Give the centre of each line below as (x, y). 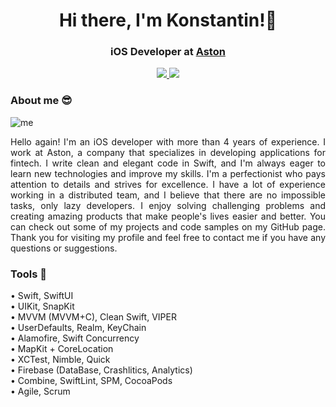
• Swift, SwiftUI (42, 296)
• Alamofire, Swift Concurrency (75, 338)
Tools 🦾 (28, 274)
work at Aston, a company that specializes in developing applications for (168, 152)
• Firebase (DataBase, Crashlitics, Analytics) (101, 370)
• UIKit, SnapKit (42, 306)
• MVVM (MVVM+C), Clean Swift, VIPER (93, 317)
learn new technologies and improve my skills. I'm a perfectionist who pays (168, 173)
